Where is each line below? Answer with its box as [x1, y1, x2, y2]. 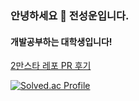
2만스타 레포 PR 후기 [10, 60, 92, 72]
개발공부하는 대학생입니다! [10, 35, 113, 47]
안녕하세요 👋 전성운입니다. [10, 8, 130, 22]
